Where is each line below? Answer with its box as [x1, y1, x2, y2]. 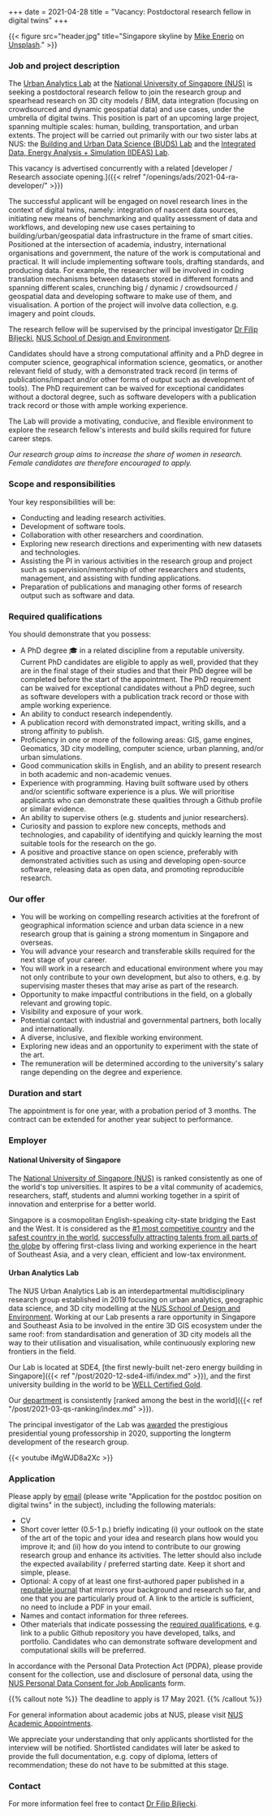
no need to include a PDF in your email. [19, 1602, 152, 1612]
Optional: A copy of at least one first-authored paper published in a [19, 1576, 245, 1586]
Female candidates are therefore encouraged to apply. [8, 458, 192, 468]
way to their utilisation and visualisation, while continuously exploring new [8, 1337, 256, 1348]
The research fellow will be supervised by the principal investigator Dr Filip [8, 324, 258, 334]
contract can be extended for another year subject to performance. [8, 1114, 234, 1124]
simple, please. [19, 1568, 71, 1578]
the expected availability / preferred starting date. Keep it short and [19, 1559, 245, 1569]
